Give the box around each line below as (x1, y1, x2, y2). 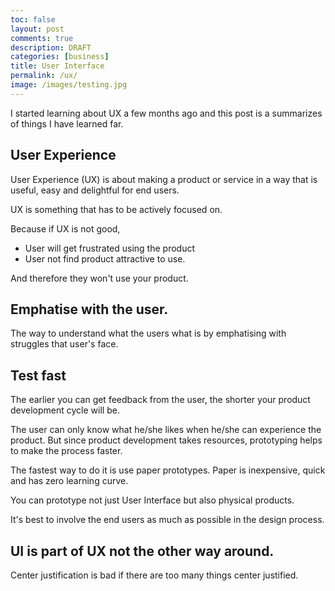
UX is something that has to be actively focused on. (10, 203, 223, 215)
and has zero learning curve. (10, 475, 129, 487)
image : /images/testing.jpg (10, 80, 128, 90)
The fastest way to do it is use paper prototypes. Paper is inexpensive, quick (10, 464, 326, 476)
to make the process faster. (10, 445, 123, 457)
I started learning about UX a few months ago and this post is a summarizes (10, 107, 323, 119)
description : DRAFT (10, 42, 92, 53)
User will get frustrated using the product (24, 242, 195, 254)
